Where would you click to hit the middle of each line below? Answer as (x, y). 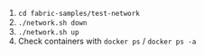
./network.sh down (52, 23)
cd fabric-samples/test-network (79, 13)
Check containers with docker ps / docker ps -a (107, 41)
